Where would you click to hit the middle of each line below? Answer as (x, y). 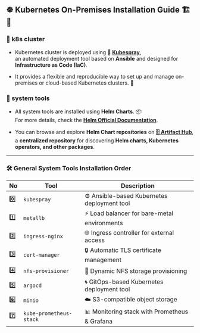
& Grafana (99, 322)
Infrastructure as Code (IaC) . (51, 65)
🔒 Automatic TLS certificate (123, 250)
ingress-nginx (43, 236)
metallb (34, 218)
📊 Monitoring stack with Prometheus (136, 312)
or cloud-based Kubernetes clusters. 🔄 (86, 83)
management (103, 260)
